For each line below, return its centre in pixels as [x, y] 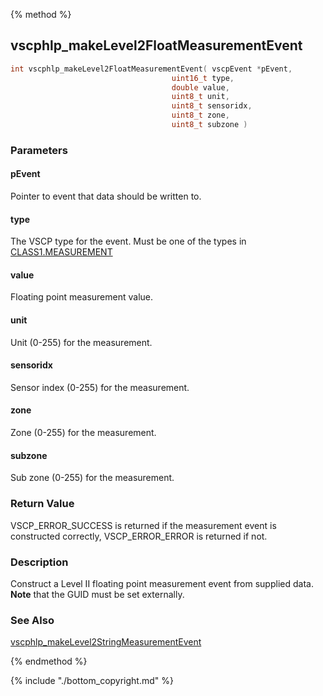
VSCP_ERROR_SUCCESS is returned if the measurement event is [143, 525]
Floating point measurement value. [81, 297]
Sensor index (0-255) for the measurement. [100, 387]
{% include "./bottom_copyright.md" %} [92, 681]
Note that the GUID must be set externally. [97, 594]
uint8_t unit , [200, 97]
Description [39, 562]
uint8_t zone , [200, 115]
